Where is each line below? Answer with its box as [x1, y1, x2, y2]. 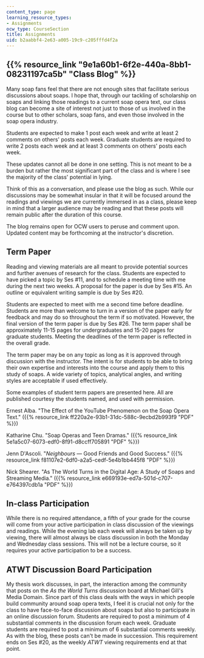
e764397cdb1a [6, 481, 44, 488]
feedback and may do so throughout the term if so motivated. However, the [6, 314, 195, 321]
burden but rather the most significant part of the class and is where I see [6, 166, 191, 174]
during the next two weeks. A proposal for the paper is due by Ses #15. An [6, 282, 192, 289]
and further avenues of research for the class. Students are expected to [6, 269, 186, 276]
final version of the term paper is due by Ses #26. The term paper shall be [6, 320, 191, 327]
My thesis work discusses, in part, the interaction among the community [6, 581, 187, 588]
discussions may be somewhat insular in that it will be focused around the [6, 191, 191, 199]
